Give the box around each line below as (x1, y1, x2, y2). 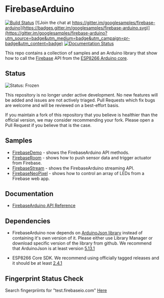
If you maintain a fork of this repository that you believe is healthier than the (5, 112, 158, 118)
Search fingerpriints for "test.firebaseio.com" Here (5, 288, 107, 293)
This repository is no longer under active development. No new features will (5, 92, 158, 98)
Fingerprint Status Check (5, 274, 84, 283)
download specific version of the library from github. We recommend (12, 240, 152, 246)
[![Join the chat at (35, 20, 71, 25)
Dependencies (5, 217, 50, 225)
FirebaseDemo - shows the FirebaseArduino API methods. (12, 149, 130, 155)
